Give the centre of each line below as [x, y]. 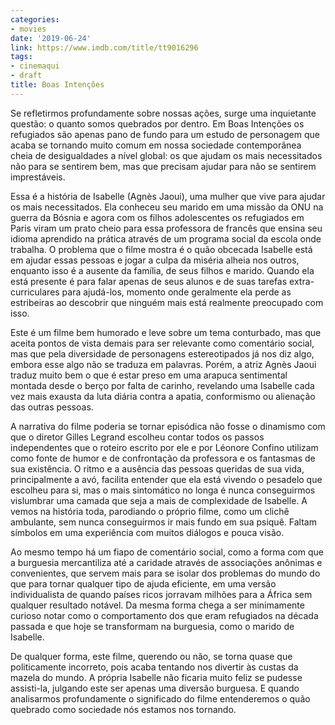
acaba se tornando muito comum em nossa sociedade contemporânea [156, 145]
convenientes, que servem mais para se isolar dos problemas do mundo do [165, 573]
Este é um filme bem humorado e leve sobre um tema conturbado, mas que [166, 332]
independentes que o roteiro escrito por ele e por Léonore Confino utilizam [164, 447]
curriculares [35, 292]
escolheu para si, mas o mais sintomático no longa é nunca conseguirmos [163, 490]
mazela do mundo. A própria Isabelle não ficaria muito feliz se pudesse [156, 677]
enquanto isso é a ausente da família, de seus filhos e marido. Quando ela [162, 270]
